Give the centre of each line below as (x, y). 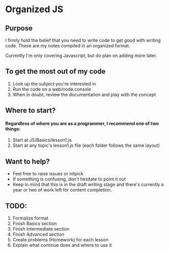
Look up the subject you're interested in (54, 84)
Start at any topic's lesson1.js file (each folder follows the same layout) (86, 145)
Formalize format (30, 218)
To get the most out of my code (55, 71)
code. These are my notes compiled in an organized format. (68, 46)
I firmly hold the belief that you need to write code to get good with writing (83, 40)
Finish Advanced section (38, 234)
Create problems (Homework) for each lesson (61, 240)
